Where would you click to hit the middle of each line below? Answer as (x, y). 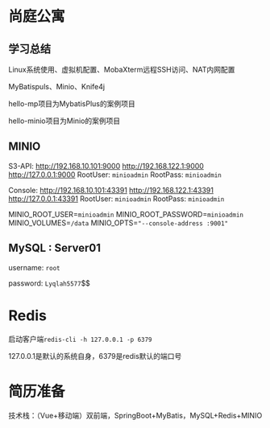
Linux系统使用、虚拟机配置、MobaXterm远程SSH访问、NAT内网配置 (122, 70)
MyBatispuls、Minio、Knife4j (57, 86)
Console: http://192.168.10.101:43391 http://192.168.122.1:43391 (111, 190)
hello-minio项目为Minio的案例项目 (64, 121)
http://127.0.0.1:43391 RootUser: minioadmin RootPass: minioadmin (116, 199)
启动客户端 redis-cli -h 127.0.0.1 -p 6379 (80, 339)
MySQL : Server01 (54, 248)
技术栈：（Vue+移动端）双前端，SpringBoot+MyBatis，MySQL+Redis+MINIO (135, 415)
